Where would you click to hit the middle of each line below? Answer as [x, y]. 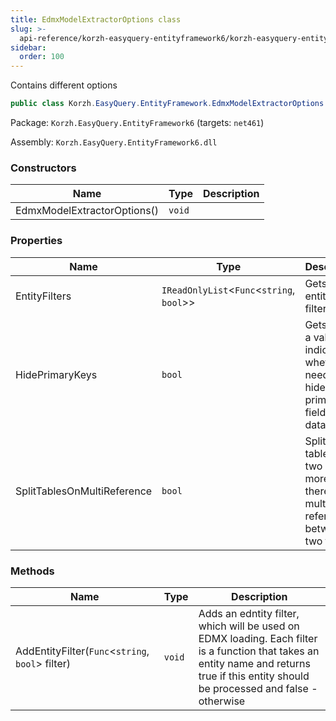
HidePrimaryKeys [56, 374]
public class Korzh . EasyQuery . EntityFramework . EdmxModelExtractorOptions [167, 104]
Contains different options [64, 85]
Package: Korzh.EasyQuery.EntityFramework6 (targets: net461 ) [137, 122]
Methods [32, 571]
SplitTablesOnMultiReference [84, 491]
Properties [36, 241]
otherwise [222, 701]
